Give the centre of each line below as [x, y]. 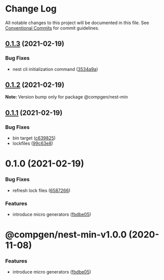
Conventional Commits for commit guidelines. [52, 28]
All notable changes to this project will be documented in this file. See [77, 23]
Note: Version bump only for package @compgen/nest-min [67, 97]
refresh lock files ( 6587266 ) [41, 190]
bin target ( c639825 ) [34, 138]
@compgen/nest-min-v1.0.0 [66, 235]
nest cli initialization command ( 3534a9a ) [55, 69]
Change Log [31, 9]
